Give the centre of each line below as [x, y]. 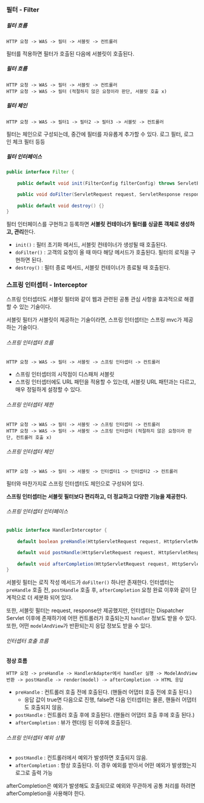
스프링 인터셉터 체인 [30, 452]
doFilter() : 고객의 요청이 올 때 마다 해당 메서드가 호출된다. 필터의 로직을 [102, 252]
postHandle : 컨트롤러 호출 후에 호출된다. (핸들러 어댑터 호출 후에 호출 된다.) [105, 715]
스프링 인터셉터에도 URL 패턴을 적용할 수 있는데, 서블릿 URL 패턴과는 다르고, [105, 382]
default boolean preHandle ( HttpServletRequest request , [90, 541]
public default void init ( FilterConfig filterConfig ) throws [96, 183]
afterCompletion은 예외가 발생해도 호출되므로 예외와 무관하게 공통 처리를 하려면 [101, 786]
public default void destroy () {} [61, 206]
